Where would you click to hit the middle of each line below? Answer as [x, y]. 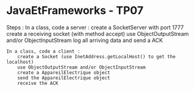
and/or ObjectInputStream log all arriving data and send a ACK [85, 40]
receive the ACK [38, 83]
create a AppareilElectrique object [64, 72]
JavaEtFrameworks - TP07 [75, 11]
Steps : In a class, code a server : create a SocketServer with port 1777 [95, 27]
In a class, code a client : [43, 51]
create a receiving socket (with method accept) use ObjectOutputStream [97, 33]
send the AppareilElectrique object [64, 78]
